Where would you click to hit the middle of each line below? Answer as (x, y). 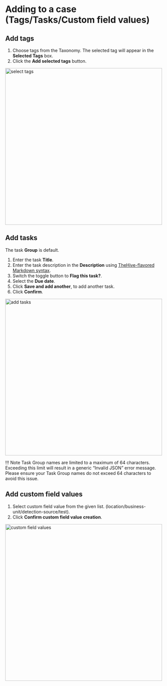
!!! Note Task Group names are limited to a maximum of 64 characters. (78, 462)
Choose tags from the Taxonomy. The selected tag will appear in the (83, 50)
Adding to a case (41, 9)
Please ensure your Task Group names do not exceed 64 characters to (78, 473)
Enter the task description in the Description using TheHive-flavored (83, 265)
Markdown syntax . (32, 270)
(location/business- (126, 506)
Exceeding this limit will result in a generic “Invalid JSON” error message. (81, 468)
